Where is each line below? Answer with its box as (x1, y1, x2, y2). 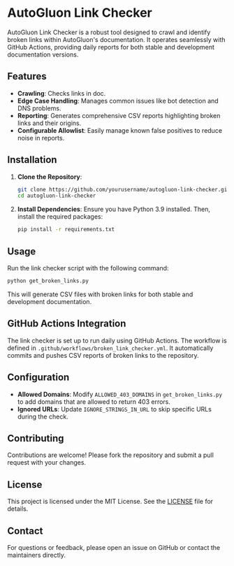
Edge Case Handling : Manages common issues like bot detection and (17, 96, 219, 105)
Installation (7, 154, 57, 166)
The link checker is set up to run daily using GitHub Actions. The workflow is (7, 336, 227, 344)
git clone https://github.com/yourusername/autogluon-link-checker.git (17, 186, 231, 193)
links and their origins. (17, 119, 82, 127)
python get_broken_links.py (7, 277, 89, 284)
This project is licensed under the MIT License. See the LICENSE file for (7, 498, 214, 506)
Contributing (7, 432, 64, 444)
